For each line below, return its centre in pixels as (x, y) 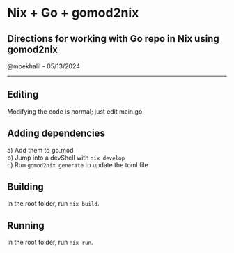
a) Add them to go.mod (40, 150)
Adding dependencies (56, 133)
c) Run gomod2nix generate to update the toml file (78, 164)
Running (26, 225)
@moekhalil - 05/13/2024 (44, 66)
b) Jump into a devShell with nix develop (66, 158)
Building (25, 187)
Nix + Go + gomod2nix (73, 13)
